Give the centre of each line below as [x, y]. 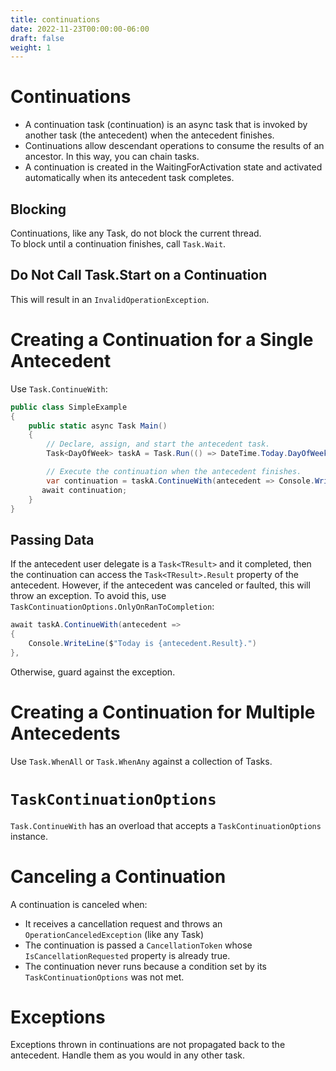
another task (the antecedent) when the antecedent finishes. [149, 135]
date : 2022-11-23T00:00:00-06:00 [80, 29]
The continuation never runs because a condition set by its [145, 966]
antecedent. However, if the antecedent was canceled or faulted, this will [160, 585]
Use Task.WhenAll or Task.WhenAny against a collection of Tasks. [141, 761]
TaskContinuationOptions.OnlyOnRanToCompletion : [112, 607]
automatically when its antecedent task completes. [129, 178]
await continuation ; [84, 490]
